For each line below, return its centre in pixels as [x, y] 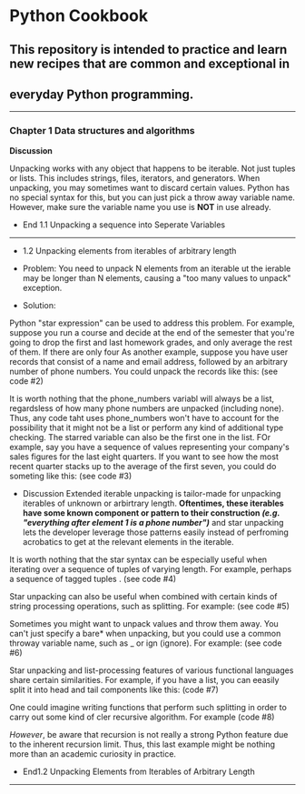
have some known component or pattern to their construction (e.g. [151, 513]
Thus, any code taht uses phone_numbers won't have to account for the [144, 417]
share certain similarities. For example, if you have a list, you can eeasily [144, 679]
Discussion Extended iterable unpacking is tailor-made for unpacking [152, 493]
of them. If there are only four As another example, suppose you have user [149, 352]
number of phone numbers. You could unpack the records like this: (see [144, 371]
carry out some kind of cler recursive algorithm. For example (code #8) [142, 717]
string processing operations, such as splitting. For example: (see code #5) [150, 606]
